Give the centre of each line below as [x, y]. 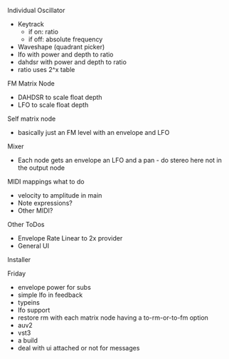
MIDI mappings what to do [46, 182]
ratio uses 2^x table [46, 70]
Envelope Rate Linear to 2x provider [70, 238]
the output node [41, 168]
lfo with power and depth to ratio [65, 54]
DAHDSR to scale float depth [60, 97]
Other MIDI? [35, 211]
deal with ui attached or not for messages [79, 348]
